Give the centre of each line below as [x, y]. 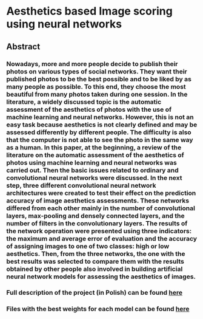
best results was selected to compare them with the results [95, 261]
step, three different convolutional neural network [81, 185]
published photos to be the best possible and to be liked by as [99, 79]
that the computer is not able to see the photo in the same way [100, 140]
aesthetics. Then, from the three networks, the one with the [96, 253]
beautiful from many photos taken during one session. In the [97, 94]
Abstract [23, 46]
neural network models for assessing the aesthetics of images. [101, 276]
